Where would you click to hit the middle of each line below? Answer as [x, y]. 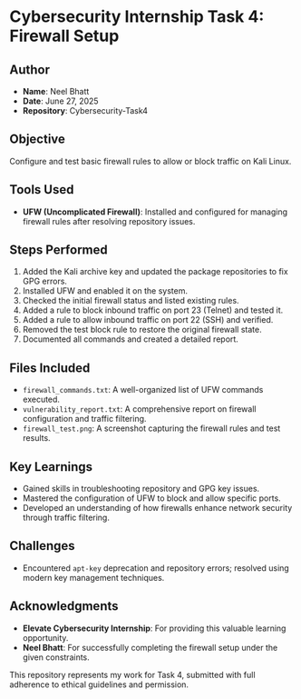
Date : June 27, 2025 [60, 101]
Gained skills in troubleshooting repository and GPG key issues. [141, 489]
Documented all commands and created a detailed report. [130, 339]
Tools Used [42, 190]
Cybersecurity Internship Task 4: [137, 17]
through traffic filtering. [66, 518]
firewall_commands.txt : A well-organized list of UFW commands [143, 390]
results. [37, 438]
